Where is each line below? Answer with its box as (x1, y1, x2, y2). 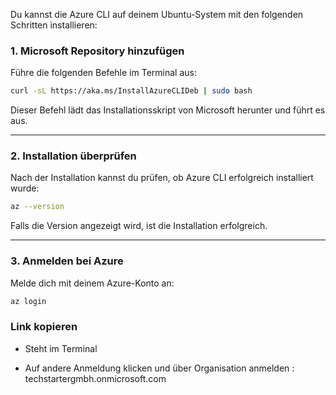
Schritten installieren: (10, 19, 98, 31)
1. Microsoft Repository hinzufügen (10, 44, 185, 58)
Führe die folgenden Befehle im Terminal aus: (10, 67, 197, 79)
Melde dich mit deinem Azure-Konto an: (10, 277, 175, 289)
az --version (10, 202, 65, 212)
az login (10, 296, 47, 306)
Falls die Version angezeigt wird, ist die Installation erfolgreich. (10, 220, 268, 232)
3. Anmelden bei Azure (10, 254, 124, 268)
